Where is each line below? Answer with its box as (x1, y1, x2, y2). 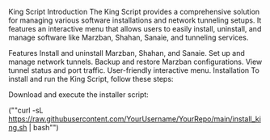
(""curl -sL (8, 105, 44, 115)
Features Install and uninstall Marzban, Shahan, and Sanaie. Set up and (8, 49, 245, 57)
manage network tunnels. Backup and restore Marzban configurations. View (8, 57, 263, 66)
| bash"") (28, 123, 59, 132)
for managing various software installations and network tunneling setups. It (8, 15, 262, 25)
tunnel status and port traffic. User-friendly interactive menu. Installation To (8, 66, 260, 75)
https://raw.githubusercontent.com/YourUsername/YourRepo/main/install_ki (8, 114, 261, 124)
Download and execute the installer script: (8, 90, 150, 100)
